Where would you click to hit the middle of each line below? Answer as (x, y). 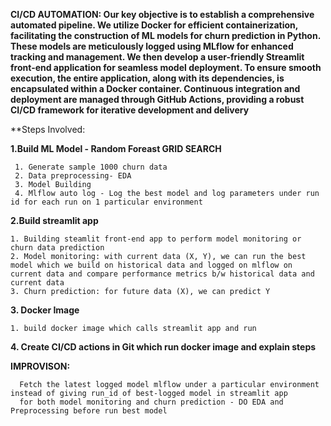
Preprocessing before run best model (89, 411)
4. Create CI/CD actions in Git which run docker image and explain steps (163, 347)
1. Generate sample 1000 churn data (91, 167)
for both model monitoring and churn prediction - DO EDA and (151, 402)
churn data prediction (57, 248)
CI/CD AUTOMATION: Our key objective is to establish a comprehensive (162, 14)
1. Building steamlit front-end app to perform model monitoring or (156, 239)
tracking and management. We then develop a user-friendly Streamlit (157, 57)
